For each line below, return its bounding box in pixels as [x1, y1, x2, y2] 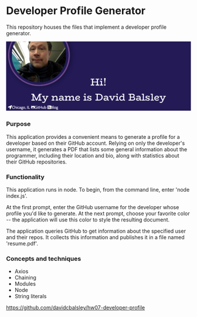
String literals [14, 293, 47, 300]
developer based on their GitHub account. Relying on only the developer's [6, 139, 185, 146]
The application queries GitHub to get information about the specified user [6, 227, 186, 235]
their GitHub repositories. [6, 158, 67, 165]
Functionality [6, 173, 45, 181]
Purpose [6, 120, 31, 128]
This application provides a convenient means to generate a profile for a [6, 133, 180, 140]
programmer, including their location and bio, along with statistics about [6, 152, 180, 159]
